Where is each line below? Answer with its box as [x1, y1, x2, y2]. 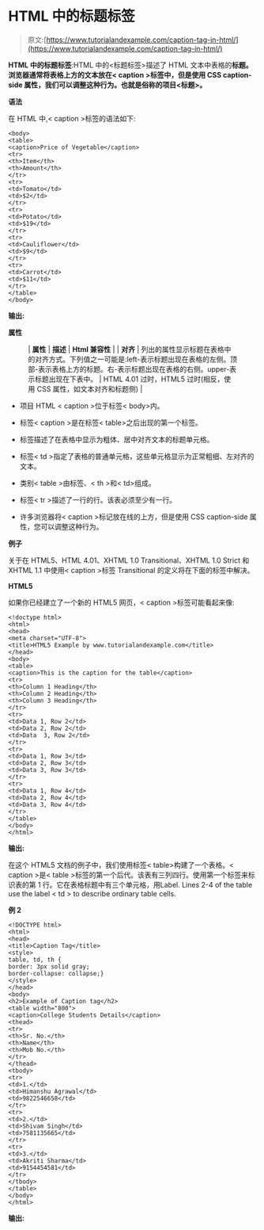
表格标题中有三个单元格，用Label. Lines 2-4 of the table [70, 880, 253, 889]
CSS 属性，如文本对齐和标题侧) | [36, 384, 143, 393]
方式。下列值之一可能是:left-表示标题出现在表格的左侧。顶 [48, 354, 238, 364]
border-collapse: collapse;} [8, 969, 104, 977]
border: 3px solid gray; [8, 962, 90, 971]
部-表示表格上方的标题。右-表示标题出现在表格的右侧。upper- [28, 364, 230, 373]
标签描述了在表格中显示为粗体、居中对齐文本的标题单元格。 [19, 434, 214, 444]
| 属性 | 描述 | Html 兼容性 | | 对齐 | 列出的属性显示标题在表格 [28, 344, 224, 353]
